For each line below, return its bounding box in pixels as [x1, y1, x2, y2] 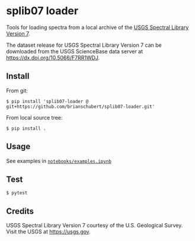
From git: [6, 87, 28, 94]
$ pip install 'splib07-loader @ [6, 98, 89, 104]
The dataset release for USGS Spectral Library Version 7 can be [6, 41, 162, 49]
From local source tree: [6, 114, 63, 121]
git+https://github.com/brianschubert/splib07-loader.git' [6, 104, 155, 110]
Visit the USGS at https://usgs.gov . [6, 228, 91, 235]
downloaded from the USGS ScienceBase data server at [6, 47, 143, 54]
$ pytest [6, 190, 28, 196]
